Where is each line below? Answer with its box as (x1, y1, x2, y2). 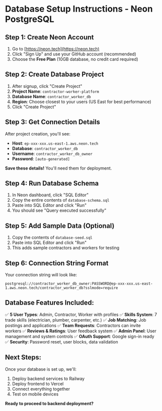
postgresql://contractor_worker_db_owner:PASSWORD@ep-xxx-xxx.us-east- (5, 281, 153, 286)
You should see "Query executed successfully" (12, 207, 107, 213)
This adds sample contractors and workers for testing (12, 245, 120, 251)
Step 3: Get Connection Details (5, 118, 100, 126)
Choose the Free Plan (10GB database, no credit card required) (12, 56, 138, 62)
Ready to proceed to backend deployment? (5, 400, 94, 406)
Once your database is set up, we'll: (5, 366, 77, 372)
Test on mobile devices (12, 391, 59, 397)
